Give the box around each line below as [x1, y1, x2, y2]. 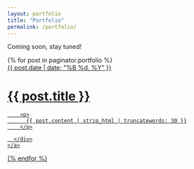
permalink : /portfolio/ [7, 23, 77, 30]
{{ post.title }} [7, 88, 91, 104]
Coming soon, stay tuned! [7, 43, 82, 51]
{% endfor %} [7, 154, 48, 163]
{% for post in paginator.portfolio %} [7, 56, 113, 65]
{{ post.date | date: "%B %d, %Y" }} [7, 64, 112, 72]
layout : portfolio [7, 10, 61, 18]
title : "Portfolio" [7, 17, 65, 24]
